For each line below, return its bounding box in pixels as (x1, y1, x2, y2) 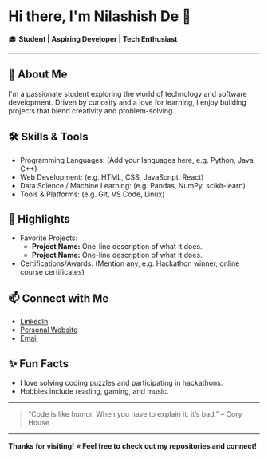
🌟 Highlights (8, 212, 70, 226)
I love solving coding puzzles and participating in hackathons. (19, 378, 223, 387)
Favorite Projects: (19, 233, 78, 243)
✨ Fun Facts (8, 357, 69, 370)
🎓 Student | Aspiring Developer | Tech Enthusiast (8, 34, 178, 43)
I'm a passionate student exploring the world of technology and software (8, 89, 247, 98)
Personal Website (19, 325, 78, 334)
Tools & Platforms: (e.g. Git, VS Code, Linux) (19, 189, 165, 199)
